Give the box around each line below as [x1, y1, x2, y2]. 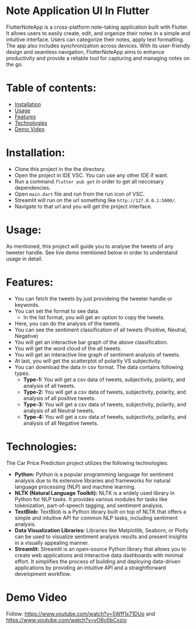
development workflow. [14, 570, 71, 577]
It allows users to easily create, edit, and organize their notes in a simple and [6, 29, 191, 36]
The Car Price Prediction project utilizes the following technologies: [6, 459, 169, 466]
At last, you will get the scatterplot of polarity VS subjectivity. [14, 357, 162, 364]
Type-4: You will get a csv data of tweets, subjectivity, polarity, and [23, 413, 187, 420]
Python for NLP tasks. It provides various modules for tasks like [14, 495, 168, 502]
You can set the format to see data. [14, 307, 99, 314]
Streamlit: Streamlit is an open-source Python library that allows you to [14, 545, 187, 552]
